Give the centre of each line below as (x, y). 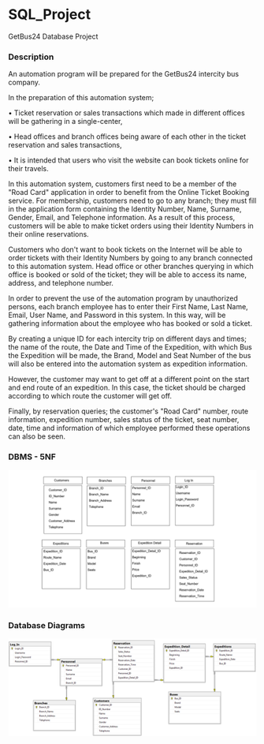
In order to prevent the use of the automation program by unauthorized (123, 298)
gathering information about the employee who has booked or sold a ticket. (130, 323)
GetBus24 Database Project (53, 36)
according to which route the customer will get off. (90, 396)
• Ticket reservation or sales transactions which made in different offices (127, 113)
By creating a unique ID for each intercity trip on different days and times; (127, 339)
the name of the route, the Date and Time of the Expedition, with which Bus (130, 347)
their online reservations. (48, 234)
